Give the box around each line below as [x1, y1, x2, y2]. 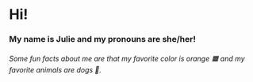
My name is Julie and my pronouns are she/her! [9, 34, 197, 45]
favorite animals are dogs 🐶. [9, 65, 102, 74]
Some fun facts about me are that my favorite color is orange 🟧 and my [9, 54, 245, 63]
